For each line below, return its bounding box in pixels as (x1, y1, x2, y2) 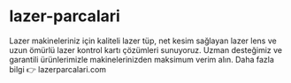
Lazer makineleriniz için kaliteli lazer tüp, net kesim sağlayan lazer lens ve (9, 35, 277, 46)
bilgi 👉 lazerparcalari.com (9, 64, 107, 74)
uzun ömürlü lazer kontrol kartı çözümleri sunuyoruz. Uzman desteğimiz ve (9, 44, 283, 55)
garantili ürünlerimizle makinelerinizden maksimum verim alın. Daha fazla (9, 54, 274, 64)
